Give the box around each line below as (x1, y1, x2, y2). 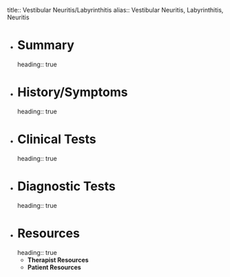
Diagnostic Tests (17, 179, 116, 194)
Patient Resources (27, 262, 81, 271)
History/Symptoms (17, 84, 128, 100)
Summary (17, 37, 74, 53)
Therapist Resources (27, 256, 89, 264)
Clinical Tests (17, 131, 96, 147)
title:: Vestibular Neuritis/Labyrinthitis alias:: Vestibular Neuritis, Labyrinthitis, (7, 6, 224, 14)
